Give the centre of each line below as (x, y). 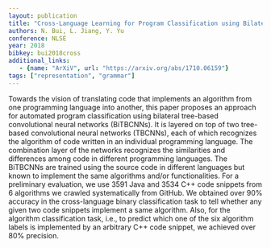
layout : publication (43, 16)
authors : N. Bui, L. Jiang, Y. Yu (67, 31)
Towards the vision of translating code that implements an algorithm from (130, 98)
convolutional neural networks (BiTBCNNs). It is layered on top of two (124, 124)
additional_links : (39, 61)
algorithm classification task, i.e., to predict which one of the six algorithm (131, 218)
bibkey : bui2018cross (45, 53)
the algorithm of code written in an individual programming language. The (131, 141)
